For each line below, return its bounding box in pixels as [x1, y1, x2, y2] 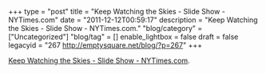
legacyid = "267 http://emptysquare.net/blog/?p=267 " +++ [8, 40, 202, 50]
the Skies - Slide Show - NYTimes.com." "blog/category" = [8, 24, 203, 33]
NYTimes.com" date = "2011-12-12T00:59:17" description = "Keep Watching [8, 15, 258, 25]
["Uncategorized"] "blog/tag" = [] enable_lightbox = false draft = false [8, 32, 239, 41]
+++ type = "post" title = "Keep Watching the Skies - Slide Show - [8, 7, 226, 16]
